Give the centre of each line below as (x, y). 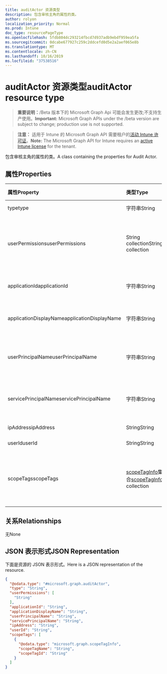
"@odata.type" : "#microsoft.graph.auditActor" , (60, 584)
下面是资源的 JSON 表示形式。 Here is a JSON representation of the (74, 564)
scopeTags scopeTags (33, 478)
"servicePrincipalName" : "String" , (46, 621)
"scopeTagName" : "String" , (46, 649)
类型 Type (137, 192)
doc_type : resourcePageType (34, 33)
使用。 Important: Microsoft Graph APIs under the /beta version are (90, 119)
